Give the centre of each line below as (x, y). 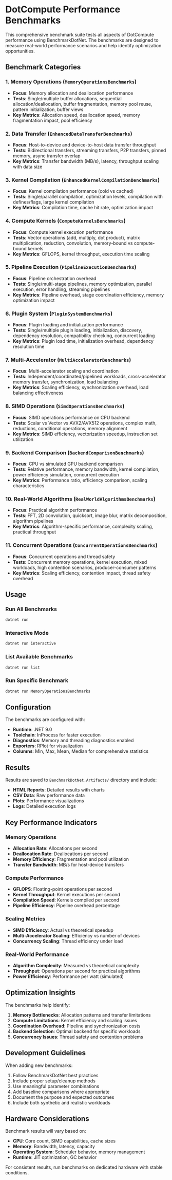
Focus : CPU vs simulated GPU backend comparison (68, 464)
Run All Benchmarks (31, 609)
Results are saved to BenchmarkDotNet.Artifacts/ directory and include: (81, 780)
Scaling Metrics (25, 919)
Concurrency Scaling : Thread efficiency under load (68, 941)
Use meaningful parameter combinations (56, 1086)
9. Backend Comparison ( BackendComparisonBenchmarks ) (75, 452)
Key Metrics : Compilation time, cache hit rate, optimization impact (83, 208)
